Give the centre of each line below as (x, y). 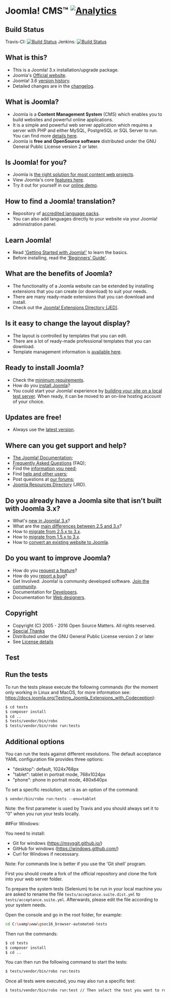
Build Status (25, 30)
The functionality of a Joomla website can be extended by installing (83, 286)
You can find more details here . (45, 136)
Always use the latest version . (44, 430)
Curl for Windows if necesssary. (46, 854)
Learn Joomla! (28, 240)
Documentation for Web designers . (49, 597)
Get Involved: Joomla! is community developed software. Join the (81, 581)
